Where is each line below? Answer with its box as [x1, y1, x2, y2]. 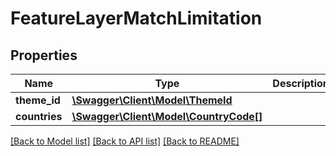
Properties [10, 47, 78, 64]
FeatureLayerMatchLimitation [10, 7, 263, 30]
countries [15, 110, 63, 123]
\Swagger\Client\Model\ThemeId [71, 93, 233, 107]
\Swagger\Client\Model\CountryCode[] [71, 110, 263, 123]
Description [272, 77, 330, 90]
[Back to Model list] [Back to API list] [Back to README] [10, 135, 240, 147]
